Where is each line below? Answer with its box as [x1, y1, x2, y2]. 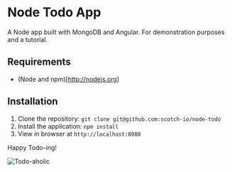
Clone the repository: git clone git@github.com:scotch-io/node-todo [17, 114, 221, 123]
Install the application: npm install [17, 122, 119, 130]
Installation [7, 95, 58, 107]
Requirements [7, 56, 71, 68]
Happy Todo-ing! [7, 143, 57, 151]
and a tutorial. [7, 35, 48, 43]
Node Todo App [7, 4, 101, 21]
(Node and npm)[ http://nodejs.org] [17, 75, 119, 83]
